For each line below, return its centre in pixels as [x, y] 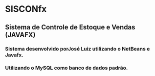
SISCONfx [26, 9]
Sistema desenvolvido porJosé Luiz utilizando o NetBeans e [77, 49]
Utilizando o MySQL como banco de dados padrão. [66, 68]
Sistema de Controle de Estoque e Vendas [70, 27]
